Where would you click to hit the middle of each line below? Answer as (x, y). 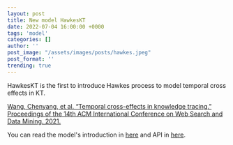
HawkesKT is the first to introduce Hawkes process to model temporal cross (117, 85)
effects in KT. (27, 93)
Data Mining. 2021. (34, 121)
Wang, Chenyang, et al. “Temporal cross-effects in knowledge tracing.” (110, 106)
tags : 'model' (28, 33)
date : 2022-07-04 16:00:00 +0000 (56, 26)
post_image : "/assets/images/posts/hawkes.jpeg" (79, 53)
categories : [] (29, 40)
